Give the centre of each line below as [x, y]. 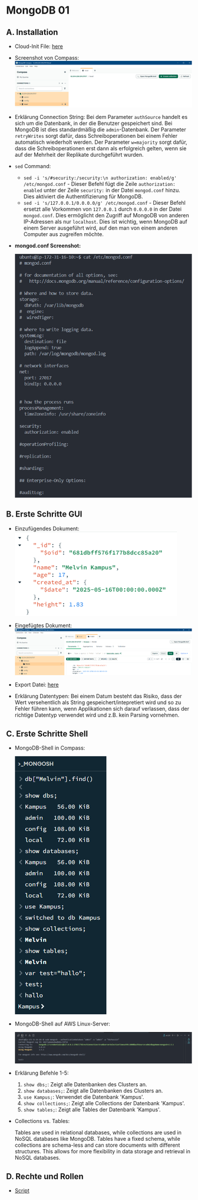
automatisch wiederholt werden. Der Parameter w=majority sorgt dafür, [101, 142]
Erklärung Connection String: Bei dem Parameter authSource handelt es [101, 117]
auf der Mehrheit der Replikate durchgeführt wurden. [79, 154]
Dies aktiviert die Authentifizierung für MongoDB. [83, 196]
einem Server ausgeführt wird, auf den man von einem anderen [100, 228]
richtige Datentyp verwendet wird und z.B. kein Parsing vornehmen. [97, 715]
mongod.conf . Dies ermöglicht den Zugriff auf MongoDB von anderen [106, 215]
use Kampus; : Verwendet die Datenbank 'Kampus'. [84, 1097]
